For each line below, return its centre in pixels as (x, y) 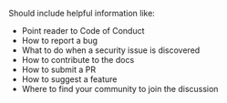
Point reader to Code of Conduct (83, 31)
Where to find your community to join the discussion (120, 89)
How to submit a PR (59, 69)
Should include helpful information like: (82, 13)
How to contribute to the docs (78, 60)
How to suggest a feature (69, 79)
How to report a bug (59, 41)
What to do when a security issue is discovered (111, 50)
